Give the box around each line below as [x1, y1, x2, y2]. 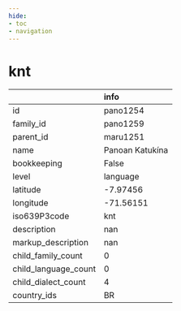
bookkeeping [12, 158, 62, 169]
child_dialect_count [12, 277, 86, 288]
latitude [12, 184, 41, 196]
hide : [8, 11, 27, 20]
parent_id [12, 132, 49, 143]
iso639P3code [12, 210, 70, 222]
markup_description [12, 237, 89, 248]
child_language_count [12, 263, 96, 274]
